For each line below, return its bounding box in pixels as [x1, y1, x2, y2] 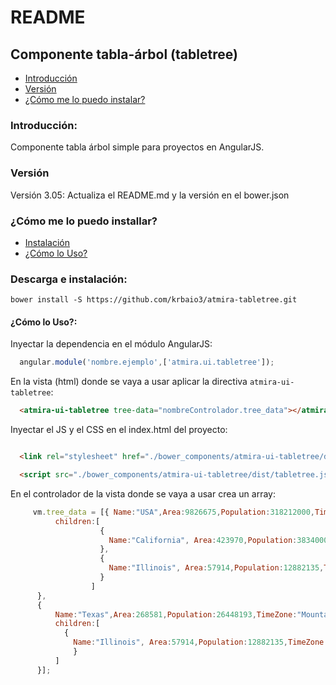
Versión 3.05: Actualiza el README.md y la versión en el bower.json [10, 189, 290, 201]
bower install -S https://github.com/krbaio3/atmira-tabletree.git [10, 295, 298, 305]
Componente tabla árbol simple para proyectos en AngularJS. [10, 141, 265, 153]
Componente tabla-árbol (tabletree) [10, 46, 238, 63]
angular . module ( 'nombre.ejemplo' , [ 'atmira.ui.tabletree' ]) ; [19, 357, 275, 368]
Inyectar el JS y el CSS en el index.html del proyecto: [10, 424, 228, 436]
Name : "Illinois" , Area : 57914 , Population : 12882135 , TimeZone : [73, 637, 329, 648]
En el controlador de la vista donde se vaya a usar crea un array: [10, 487, 276, 500]
